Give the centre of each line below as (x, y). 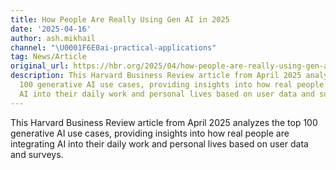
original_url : (40, 66)
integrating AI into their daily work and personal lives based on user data (159, 143)
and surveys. (37, 154)
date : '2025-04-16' (51, 29)
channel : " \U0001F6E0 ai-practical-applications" (113, 47)
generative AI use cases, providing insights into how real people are (150, 133)
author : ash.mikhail (53, 38)
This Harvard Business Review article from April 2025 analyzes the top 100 (164, 122)
